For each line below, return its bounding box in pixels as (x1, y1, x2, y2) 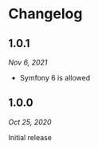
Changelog (8, 5, 83, 23)
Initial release (8, 132, 52, 142)
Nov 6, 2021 (8, 57, 48, 67)
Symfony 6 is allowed (19, 73, 91, 82)
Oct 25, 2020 (8, 117, 52, 127)
